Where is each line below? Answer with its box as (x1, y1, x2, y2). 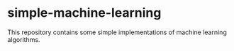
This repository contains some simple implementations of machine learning (7, 28, 227, 36)
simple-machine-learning (7, 5, 162, 21)
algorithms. (7, 35, 40, 43)
